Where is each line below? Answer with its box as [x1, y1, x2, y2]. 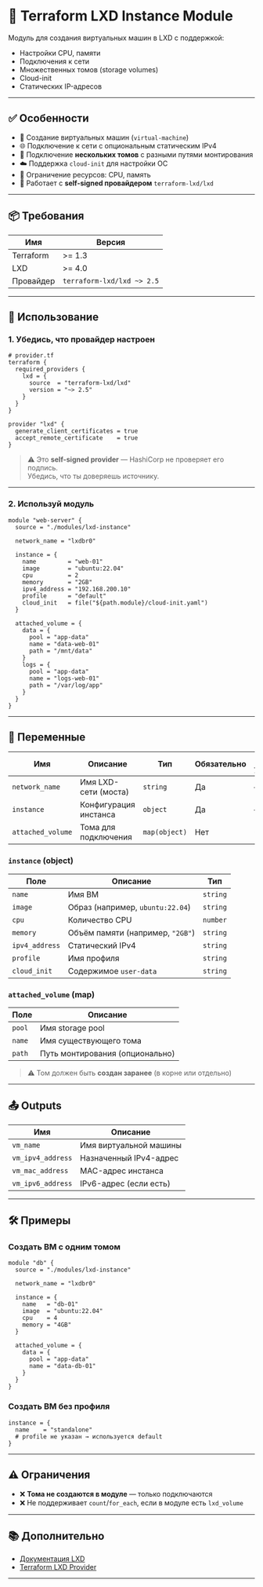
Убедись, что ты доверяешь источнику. [27, 471, 160, 481]
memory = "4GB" [22, 1321, 72, 1329]
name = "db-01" [22, 1300, 79, 1308]
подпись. [27, 463, 59, 473]
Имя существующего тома [39, 1035, 142, 1046]
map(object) [142, 828, 188, 837]
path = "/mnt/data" [28, 647, 92, 655]
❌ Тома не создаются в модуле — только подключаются [19, 1489, 213, 1498]
